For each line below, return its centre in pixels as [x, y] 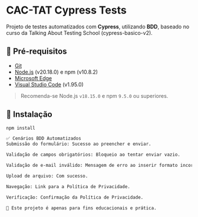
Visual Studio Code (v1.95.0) [49, 84]
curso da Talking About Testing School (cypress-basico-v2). [80, 32]
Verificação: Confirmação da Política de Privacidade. [75, 197]
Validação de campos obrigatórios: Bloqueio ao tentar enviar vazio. [93, 155]
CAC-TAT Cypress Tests [66, 10]
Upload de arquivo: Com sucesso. [47, 176]
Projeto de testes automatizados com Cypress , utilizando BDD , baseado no [98, 27]
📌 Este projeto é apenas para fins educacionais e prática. [82, 208]
